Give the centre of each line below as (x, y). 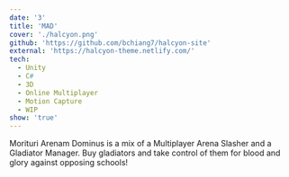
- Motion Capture (50, 101)
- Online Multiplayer (58, 93)
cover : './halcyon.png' (54, 34)
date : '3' (28, 18)
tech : (19, 59)
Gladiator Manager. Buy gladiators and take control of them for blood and (145, 153)
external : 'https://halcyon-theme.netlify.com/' (102, 51)
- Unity (32, 68)
